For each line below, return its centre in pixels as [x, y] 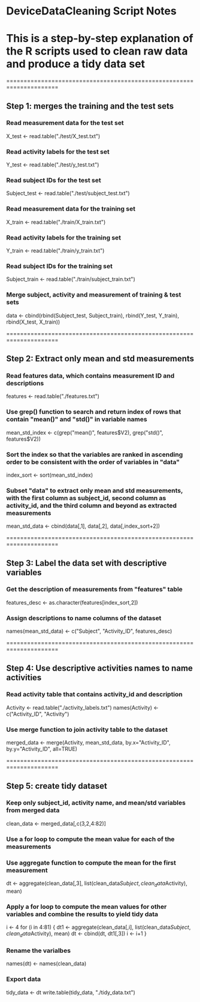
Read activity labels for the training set [64, 237]
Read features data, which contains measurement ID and [90, 375]
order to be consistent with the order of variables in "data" [93, 462]
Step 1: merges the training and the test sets [90, 106]
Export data [23, 979]
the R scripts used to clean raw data [97, 51]
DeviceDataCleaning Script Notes [91, 11]
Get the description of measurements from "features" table [94, 590]
